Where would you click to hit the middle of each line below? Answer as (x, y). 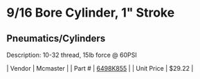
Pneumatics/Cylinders (56, 38)
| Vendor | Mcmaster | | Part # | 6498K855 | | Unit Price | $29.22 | (100, 68)
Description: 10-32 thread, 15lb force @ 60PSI (72, 55)
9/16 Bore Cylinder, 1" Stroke (91, 13)
